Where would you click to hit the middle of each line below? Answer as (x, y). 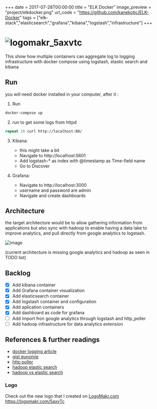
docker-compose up (24, 113)
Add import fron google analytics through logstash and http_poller (79, 318)
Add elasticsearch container (41, 296)
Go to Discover (35, 166)
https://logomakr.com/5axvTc (35, 401)
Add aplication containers (38, 307)
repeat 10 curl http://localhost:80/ (44, 131)
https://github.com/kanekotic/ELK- (114, 12)
